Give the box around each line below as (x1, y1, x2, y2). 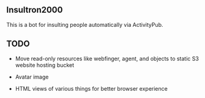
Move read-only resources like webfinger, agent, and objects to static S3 (15, 55, 199, 62)
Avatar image (15, 73, 49, 80)
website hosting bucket (15, 61, 75, 69)
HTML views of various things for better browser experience (15, 85, 168, 92)
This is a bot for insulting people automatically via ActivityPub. (6, 21, 163, 28)
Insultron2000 (6, 5, 63, 15)
